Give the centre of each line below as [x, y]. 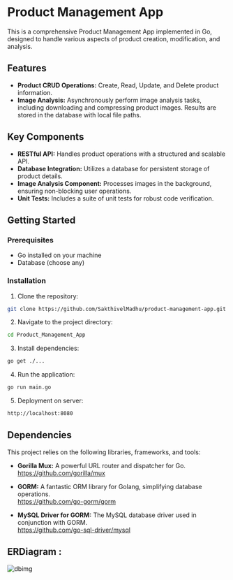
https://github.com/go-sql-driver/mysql [74, 530]
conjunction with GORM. [52, 522]
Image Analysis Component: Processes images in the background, [114, 183]
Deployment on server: [50, 401]
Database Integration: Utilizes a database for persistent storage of [113, 168]
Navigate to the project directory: [65, 322]
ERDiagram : [35, 552]
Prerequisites [30, 240]
